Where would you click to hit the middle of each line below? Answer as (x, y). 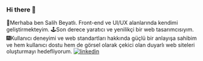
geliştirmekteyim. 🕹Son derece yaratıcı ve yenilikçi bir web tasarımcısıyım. (100, 30)
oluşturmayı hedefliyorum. (39, 51)
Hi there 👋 (21, 10)
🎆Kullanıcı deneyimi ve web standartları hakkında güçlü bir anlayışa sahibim (102, 38)
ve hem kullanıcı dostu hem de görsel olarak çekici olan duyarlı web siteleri (101, 45)
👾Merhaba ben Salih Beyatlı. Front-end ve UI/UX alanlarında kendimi (92, 23)
